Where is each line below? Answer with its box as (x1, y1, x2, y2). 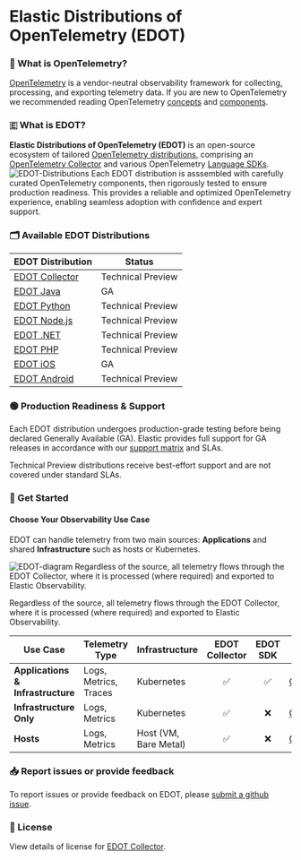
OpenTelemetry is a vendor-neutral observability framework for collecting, (9, 78, 283, 89)
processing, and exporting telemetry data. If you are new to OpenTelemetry (9, 87, 288, 98)
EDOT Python (13, 300, 71, 313)
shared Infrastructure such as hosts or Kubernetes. (9, 544, 201, 555)
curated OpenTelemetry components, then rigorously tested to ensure (9, 177, 267, 188)
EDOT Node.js (13, 314, 73, 327)
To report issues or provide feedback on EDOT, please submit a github (9, 788, 269, 799)
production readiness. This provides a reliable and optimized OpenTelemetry (9, 186, 291, 198)
